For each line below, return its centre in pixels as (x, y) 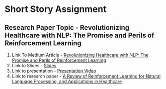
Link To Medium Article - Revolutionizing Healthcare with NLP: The (80, 55)
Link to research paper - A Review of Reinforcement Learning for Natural (86, 76)
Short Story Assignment (56, 9)
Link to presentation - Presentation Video (54, 71)
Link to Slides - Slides (34, 65)
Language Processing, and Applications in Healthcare (67, 81)
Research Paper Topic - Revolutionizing (67, 28)
